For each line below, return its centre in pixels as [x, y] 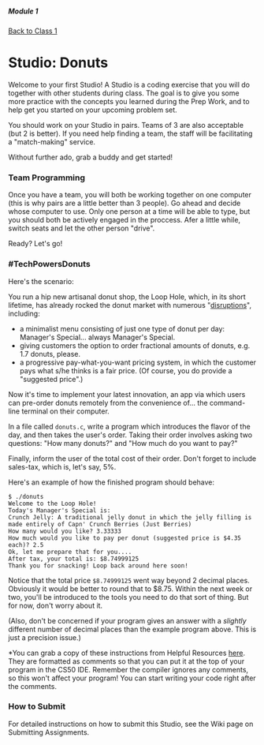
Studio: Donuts [58, 63]
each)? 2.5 [26, 545]
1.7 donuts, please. [50, 354]
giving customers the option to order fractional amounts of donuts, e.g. [135, 345]
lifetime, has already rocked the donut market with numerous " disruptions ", [130, 305]
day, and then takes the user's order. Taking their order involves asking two [130, 435]
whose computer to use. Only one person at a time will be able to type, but [129, 212]
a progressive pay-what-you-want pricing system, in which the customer [138, 362]
